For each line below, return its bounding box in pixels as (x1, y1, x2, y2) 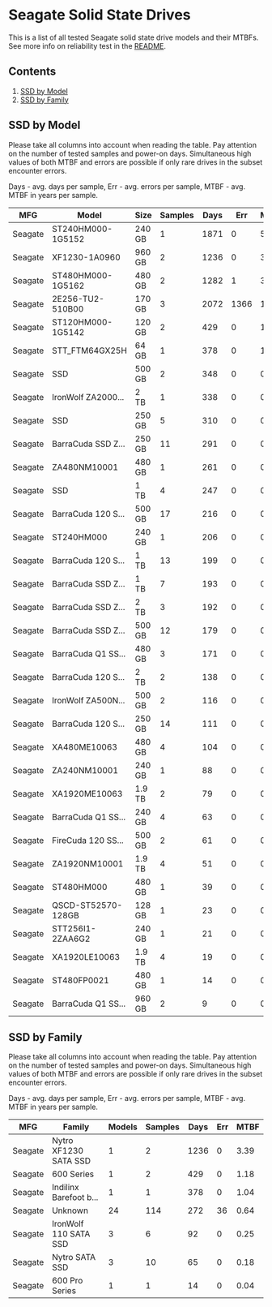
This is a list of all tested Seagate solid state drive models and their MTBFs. (8, 32, 259, 42)
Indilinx (51, 1182, 79, 1193)
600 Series (51, 1168, 95, 1180)
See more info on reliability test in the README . (8, 41, 167, 50)
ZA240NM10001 (51, 764, 119, 776)
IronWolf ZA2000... (51, 391, 125, 402)
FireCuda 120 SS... (51, 834, 124, 845)
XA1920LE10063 (51, 951, 120, 962)
